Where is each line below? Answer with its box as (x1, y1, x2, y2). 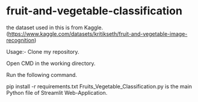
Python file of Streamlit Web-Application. (6, 89, 108, 96)
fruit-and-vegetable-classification (6, 4, 182, 18)
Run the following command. (6, 71, 77, 78)
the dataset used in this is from (6, 24, 83, 31)
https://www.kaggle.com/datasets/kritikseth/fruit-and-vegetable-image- (8, 30, 188, 37)
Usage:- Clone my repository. (6, 48, 79, 55)
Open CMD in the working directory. (6, 60, 96, 67)
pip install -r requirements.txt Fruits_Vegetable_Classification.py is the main (6, 82, 193, 90)
